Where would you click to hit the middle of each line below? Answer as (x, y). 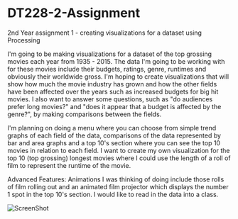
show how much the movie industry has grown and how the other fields (112, 84)
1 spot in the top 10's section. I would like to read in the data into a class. (113, 194)
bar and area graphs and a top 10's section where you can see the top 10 (114, 142)
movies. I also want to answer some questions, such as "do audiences (110, 99)
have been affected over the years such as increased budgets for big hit (113, 91)
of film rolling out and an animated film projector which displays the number (118, 186)
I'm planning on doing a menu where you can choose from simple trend (112, 128)
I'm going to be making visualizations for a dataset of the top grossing (109, 54)
